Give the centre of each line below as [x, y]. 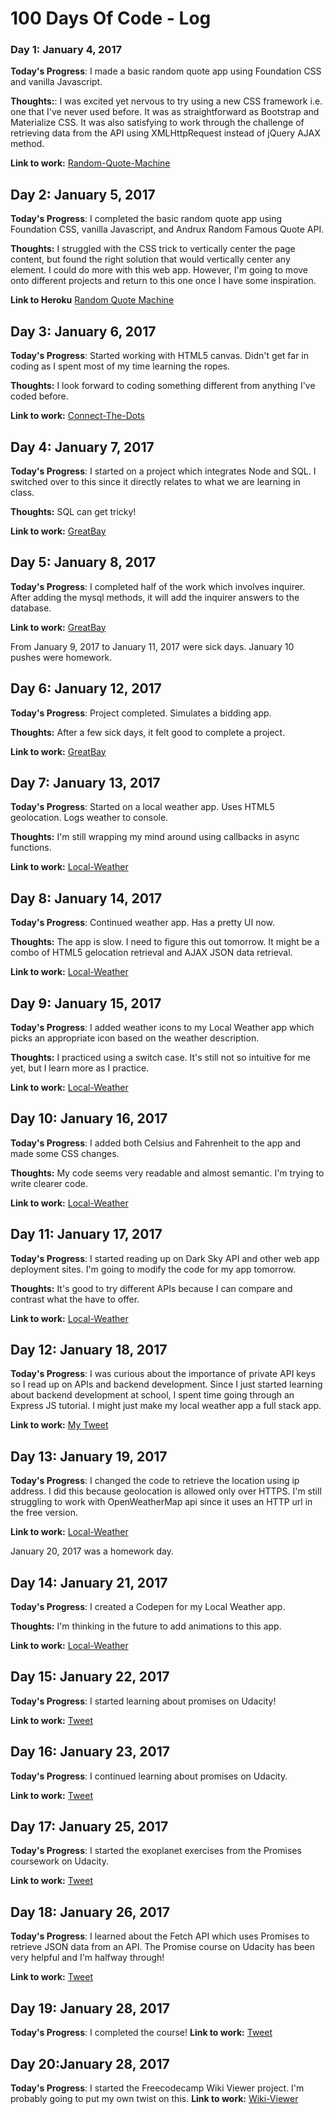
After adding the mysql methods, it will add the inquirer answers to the [155, 597]
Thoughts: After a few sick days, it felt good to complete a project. [148, 732]
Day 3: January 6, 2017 [83, 331]
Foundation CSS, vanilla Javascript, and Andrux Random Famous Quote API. [167, 229]
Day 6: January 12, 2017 [86, 688]
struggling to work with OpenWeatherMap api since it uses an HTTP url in [161, 1502]
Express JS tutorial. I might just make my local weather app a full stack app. [166, 1406]
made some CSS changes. [65, 1153]
